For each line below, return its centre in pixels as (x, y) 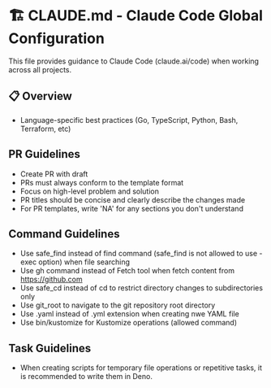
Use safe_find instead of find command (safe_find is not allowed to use (139, 254)
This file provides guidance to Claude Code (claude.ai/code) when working (134, 61)
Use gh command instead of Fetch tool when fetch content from (127, 271)
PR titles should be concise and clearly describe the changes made (133, 199)
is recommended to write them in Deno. (86, 377)
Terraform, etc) (45, 129)
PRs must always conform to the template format (102, 182)
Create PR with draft (54, 174)
